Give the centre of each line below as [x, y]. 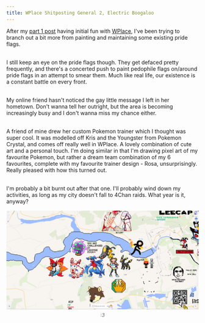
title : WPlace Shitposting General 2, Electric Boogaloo [80, 13]
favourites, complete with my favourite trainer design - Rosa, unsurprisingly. [102, 163]
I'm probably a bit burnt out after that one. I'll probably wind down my [94, 188]
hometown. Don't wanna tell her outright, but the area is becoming [90, 106]
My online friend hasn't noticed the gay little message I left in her [88, 100]
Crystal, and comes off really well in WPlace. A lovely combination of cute [99, 144]
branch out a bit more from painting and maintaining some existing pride [97, 37]
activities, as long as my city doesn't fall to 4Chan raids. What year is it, [96, 194]
